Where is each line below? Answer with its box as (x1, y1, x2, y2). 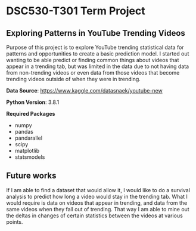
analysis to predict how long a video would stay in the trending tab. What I (6, 193, 188, 200)
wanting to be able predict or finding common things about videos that (6, 57, 179, 63)
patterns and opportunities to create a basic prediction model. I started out (6, 50, 189, 57)
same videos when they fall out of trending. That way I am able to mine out (6, 205, 189, 212)
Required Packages (6, 110, 55, 117)
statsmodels (14, 153, 45, 161)
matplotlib (14, 147, 40, 154)
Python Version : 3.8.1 (6, 98, 60, 106)
